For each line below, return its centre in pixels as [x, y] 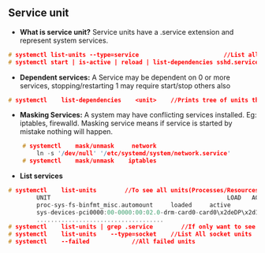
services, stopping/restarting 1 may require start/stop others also [125, 85]
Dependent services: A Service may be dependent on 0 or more [125, 77]
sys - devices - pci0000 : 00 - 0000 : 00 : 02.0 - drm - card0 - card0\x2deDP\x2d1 [148, 212]
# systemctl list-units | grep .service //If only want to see [132, 227]
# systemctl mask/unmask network [90, 146]
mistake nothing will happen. [66, 132]
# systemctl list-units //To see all [88, 191]
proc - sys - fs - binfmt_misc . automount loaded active [134, 205]
